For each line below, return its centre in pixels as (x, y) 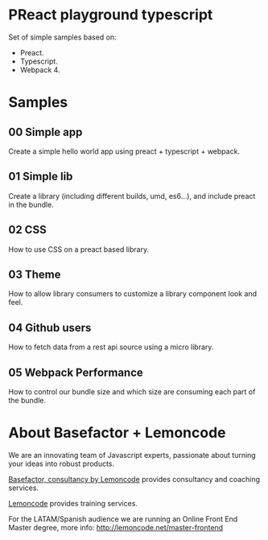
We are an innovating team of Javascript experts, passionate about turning (132, 455)
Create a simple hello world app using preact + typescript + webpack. (124, 151)
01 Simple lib (41, 177)
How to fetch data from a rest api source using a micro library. (111, 347)
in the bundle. (31, 204)
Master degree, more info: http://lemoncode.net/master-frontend (116, 527)
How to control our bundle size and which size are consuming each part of (132, 392)
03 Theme (35, 274)
